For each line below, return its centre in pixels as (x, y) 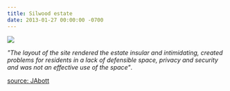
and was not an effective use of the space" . (70, 67)
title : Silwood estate (40, 13)
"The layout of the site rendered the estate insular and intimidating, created (115, 52)
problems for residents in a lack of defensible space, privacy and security (113, 60)
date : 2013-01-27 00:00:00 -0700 (55, 20)
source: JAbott (28, 81)
